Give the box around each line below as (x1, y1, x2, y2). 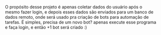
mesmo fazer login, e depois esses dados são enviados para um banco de (5, 9, 154, 15)
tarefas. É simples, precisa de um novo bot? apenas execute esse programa (5, 19, 157, 25)
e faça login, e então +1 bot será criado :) (5, 24, 87, 30)
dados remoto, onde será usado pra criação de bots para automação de (5, 14, 149, 20)
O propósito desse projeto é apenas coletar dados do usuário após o (5, 4, 143, 10)
